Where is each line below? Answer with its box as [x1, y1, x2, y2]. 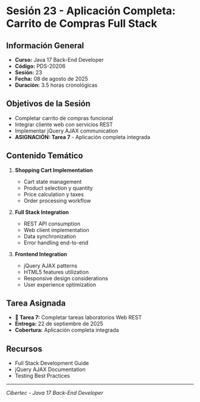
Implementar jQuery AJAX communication [14, 127, 118, 134]
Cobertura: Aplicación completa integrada [14, 326, 119, 334]
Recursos [6, 344, 43, 354]
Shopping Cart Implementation [14, 167, 93, 174]
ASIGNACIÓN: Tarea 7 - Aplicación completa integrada [14, 133, 151, 140]
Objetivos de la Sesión [6, 99, 91, 109]
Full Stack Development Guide [14, 360, 89, 367]
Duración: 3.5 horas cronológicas [14, 81, 98, 89]
